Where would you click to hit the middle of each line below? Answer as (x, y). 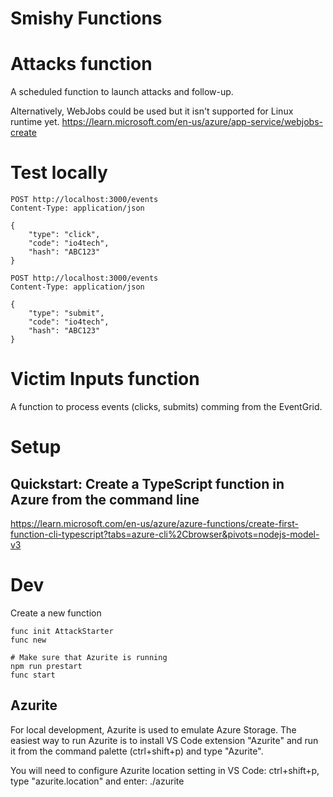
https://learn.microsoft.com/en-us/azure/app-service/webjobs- (192, 122)
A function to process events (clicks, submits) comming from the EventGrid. (166, 406)
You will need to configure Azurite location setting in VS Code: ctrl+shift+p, (165, 770)
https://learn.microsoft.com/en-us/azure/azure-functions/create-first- (154, 523)
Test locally (59, 173)
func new (28, 640)
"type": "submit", (66, 313)
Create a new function (56, 613)
